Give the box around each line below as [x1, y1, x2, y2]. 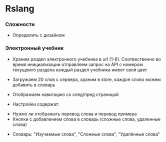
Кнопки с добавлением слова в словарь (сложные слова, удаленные [12, 116, 161, 122]
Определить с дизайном [12, 32, 65, 38]
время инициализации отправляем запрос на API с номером [12, 61, 143, 67]
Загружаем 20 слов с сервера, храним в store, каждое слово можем [12, 76, 161, 82]
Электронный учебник [5, 44, 64, 51]
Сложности [5, 21, 35, 28]
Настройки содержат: [12, 101, 59, 107]
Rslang [5, 3, 35, 14]
